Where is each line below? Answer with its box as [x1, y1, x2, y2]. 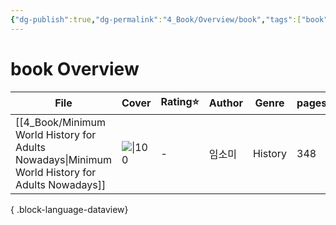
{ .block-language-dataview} [10, 203, 129, 215]
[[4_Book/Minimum [15, 115, 107, 129]
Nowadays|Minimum [15, 152, 112, 166]
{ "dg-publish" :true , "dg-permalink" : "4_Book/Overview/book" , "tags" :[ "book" [10, 14, 329, 25]
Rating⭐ [160, 94, 200, 108]
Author [208, 96, 243, 110]
